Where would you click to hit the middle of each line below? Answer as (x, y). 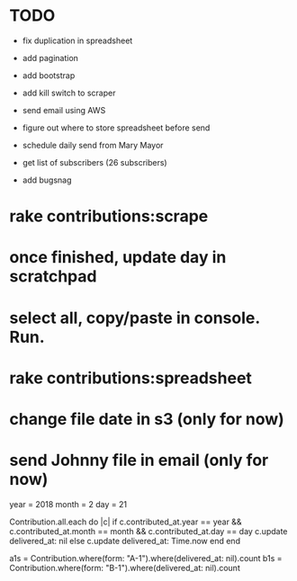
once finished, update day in (118, 258)
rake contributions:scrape (109, 216)
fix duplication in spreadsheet (77, 40)
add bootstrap (49, 75)
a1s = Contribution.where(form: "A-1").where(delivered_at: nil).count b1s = (146, 558)
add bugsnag (47, 180)
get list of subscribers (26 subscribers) (95, 162)
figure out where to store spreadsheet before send (116, 128)
